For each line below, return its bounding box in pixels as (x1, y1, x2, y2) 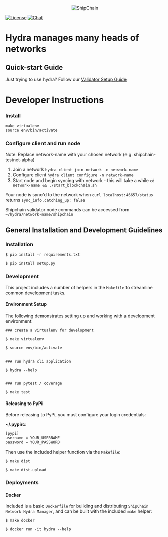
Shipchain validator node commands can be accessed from (5, 206, 130, 212)
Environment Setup (5, 301, 47, 307)
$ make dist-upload (5, 468, 47, 473)
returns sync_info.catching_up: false (5, 197, 85, 203)
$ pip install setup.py (5, 261, 56, 266)
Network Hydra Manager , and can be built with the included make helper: (5, 508, 152, 514)
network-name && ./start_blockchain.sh (12, 183, 97, 188)
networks (5, 43, 47, 55)
